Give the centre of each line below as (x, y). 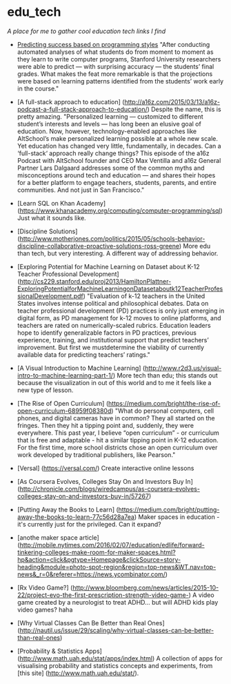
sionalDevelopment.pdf (50, 296)
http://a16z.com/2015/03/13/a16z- (172, 101)
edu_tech (34, 12)
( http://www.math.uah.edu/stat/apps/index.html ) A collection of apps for (120, 658)
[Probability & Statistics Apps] (59, 651)
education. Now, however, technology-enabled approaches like (107, 131)
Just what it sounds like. (51, 217)
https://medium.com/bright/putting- (169, 509)
